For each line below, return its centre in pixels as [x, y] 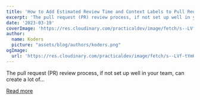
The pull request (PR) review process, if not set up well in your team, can [95, 73]
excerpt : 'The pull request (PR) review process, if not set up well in [98, 17]
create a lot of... [25, 79]
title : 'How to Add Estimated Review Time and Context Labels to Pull [96, 12]
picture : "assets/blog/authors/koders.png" [66, 45]
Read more [20, 90]
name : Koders [28, 39]
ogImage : [17, 51]
